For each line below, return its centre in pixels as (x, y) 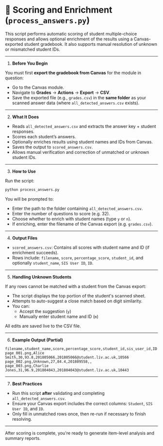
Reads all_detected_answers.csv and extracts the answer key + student (84, 126)
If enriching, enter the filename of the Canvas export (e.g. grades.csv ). (82, 224)
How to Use (24, 171)
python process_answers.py (32, 189)
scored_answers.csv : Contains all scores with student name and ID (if (81, 247)
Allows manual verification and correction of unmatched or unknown (81, 152)
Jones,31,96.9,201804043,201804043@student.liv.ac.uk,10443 (67, 370)
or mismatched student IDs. (33, 49)
